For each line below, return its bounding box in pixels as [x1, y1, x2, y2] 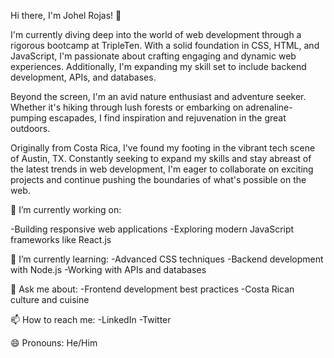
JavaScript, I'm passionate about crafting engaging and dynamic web [10, 50, 297, 62]
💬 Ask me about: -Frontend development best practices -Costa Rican [10, 283, 295, 295]
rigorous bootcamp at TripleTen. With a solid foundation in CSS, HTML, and [10, 40, 320, 51]
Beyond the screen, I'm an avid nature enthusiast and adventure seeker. [10, 91, 307, 102]
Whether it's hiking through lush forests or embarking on [10, 101, 244, 113]
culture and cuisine [10, 294, 90, 305]
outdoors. [10, 123, 51, 134]
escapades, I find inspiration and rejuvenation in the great [48, 112, 287, 124]
